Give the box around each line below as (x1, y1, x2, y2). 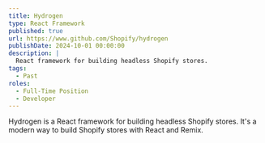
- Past (15, 72, 38, 80)
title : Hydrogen (8, 11, 63, 20)
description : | (8, 49, 60, 57)
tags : (8, 65, 27, 73)
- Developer (15, 95, 57, 103)
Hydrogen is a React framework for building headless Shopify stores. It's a (8, 116, 257, 126)
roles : (8, 79, 31, 87)
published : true (8, 27, 63, 35)
